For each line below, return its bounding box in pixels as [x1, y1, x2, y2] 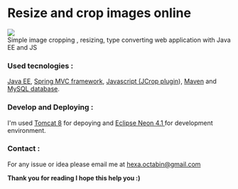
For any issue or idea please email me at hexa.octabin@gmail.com [7, 160, 201, 168]
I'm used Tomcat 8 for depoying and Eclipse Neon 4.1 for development [7, 119, 213, 127]
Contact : [7, 144, 40, 153]
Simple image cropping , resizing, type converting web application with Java [7, 36, 231, 44]
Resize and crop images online [7, 5, 192, 21]
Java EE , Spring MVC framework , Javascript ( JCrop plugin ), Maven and [7, 77, 217, 86]
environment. [7, 126, 46, 134]
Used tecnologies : [7, 60, 73, 70]
